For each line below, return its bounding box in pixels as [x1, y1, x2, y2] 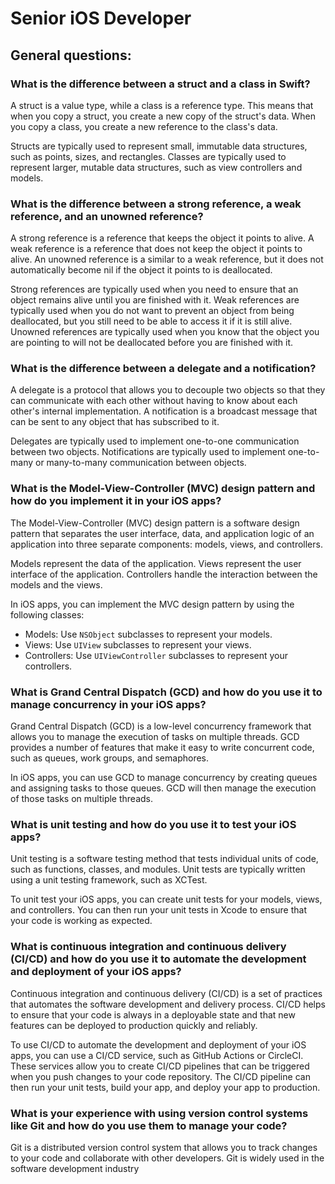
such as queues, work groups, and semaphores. [10, 752, 210, 764]
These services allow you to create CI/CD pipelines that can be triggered [10, 1060, 310, 1072]
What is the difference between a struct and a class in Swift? [10, 77, 311, 91]
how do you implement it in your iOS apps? [10, 494, 222, 508]
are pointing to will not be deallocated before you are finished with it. [10, 337, 294, 349]
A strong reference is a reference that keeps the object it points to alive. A [10, 232, 315, 244]
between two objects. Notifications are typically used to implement [10, 446, 286, 458]
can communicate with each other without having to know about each [10, 395, 298, 407]
